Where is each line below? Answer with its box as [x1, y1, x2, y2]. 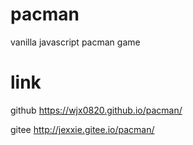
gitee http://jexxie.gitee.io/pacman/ [10, 123, 155, 135]
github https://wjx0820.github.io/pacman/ [10, 104, 183, 116]
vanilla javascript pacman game [10, 36, 141, 48]
